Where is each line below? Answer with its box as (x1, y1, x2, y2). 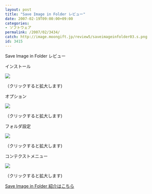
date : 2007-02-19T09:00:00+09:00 (5, 16, 73, 21)
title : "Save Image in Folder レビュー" (5, 12, 86, 17)
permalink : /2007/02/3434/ (5, 30, 60, 35)
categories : (5, 21, 29, 26)
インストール (5, 63, 31, 69)
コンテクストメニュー (5, 153, 48, 159)
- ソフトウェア (5, 25, 32, 30)
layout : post (5, 7, 32, 12)
